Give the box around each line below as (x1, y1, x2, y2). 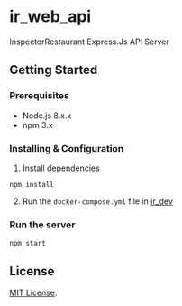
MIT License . (9, 287, 58, 299)
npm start (9, 239, 47, 248)
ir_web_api (9, 6, 92, 27)
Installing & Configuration (9, 142, 124, 154)
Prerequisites (9, 89, 69, 102)
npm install (9, 180, 54, 189)
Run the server (9, 218, 76, 231)
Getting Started (9, 62, 98, 78)
